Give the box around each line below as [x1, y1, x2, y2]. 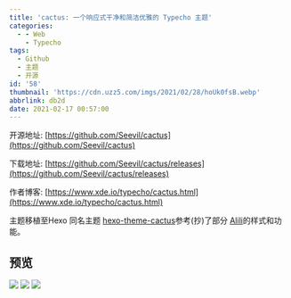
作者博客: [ [9, 186, 49, 197]
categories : [9, 21, 53, 30]
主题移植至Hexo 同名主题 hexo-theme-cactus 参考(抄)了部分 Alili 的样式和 [9, 215, 274, 226]
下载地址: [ [9, 158, 49, 170]
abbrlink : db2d [9, 95, 66, 105]
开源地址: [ [9, 130, 49, 141]
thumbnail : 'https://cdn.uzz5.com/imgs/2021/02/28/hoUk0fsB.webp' [9, 87, 261, 96]
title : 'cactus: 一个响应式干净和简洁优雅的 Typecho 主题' [9, 12, 213, 22]
